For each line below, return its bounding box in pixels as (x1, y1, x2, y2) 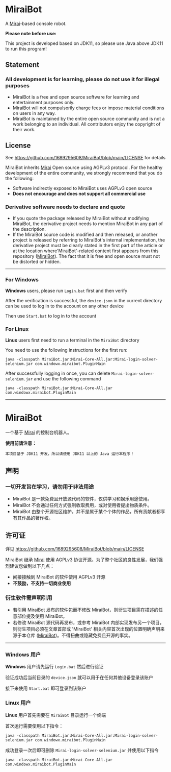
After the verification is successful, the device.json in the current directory (5, 298, 162, 304)
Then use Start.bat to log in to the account (5, 313, 97, 319)
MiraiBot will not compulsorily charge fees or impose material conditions (12, 105, 164, 111)
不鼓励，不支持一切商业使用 (12, 580, 71, 586)
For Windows (5, 276, 39, 283)
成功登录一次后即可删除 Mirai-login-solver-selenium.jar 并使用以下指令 (5, 747, 159, 753)
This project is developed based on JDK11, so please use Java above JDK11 (5, 40, 163, 46)
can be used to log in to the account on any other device (5, 303, 124, 309)
